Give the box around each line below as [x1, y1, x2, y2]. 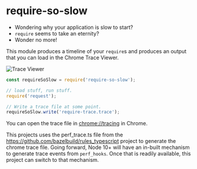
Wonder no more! [14, 36, 57, 43]
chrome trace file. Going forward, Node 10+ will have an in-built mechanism [6, 144, 190, 151]
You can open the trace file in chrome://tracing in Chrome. [6, 120, 148, 127]
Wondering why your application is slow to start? [14, 24, 133, 31]
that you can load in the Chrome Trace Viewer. [6, 54, 119, 61]
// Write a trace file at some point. [6, 103, 101, 110]
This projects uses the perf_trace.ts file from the [6, 131, 123, 138]
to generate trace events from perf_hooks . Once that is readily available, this [6, 150, 191, 157]
